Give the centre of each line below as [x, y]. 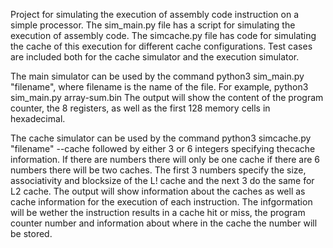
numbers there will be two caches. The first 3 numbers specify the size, [158, 170]
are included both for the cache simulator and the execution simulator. [155, 57]
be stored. [31, 233]
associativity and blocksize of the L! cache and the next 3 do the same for [162, 180]
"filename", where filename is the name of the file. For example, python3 [159, 87]
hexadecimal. [38, 118]
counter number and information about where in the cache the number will [164, 223]
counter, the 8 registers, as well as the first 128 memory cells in [140, 108]
